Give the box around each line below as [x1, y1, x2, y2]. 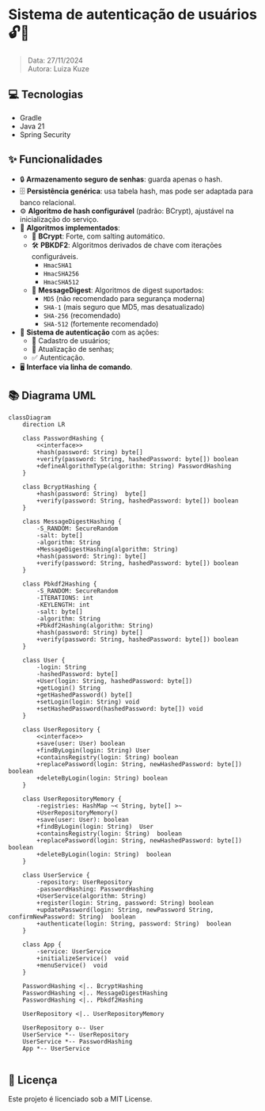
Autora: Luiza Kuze [27, 63, 89, 73]
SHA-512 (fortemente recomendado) [43, 319, 159, 328]
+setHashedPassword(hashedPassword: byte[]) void [36, 705, 203, 713]
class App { [22, 941, 62, 949]
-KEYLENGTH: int [36, 601, 90, 609]
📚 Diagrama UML [8, 388, 97, 402]
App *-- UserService [22, 1044, 90, 1053]
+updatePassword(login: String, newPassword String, [36, 906, 214, 914]
